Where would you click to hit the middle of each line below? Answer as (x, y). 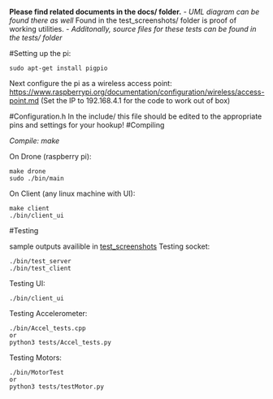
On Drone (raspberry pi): (50, 156)
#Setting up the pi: (40, 53)
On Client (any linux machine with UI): (72, 193)
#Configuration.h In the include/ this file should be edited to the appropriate (136, 116)
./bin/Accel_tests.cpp (48, 328)
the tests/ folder (36, 37)
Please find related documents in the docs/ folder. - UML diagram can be (134, 12)
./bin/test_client (40, 268)
